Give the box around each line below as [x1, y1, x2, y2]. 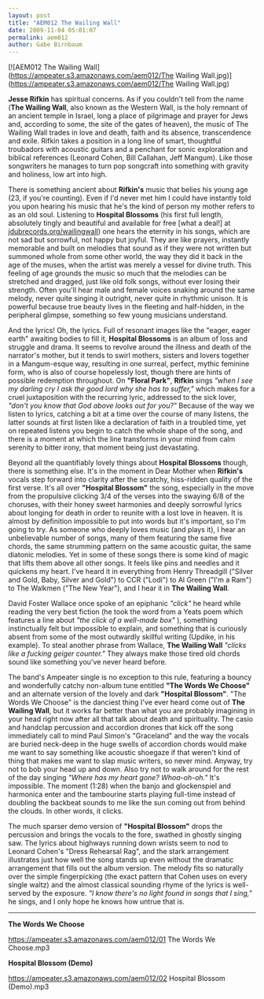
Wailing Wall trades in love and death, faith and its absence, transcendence [8, 128, 251, 138]
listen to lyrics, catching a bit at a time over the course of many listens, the [8, 409, 249, 419]
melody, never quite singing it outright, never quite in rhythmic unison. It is [8, 294, 249, 303]
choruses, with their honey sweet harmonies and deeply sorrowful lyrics [8, 500, 242, 509]
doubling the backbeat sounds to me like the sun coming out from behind [8, 798, 246, 808]
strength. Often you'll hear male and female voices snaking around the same [8, 285, 255, 295]
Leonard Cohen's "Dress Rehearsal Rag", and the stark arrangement [8, 847, 229, 857]
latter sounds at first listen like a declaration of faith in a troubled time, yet [8, 418, 247, 427]
